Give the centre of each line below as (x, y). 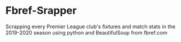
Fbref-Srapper (41, 11)
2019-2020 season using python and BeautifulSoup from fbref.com (86, 32)
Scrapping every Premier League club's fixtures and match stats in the (90, 26)
